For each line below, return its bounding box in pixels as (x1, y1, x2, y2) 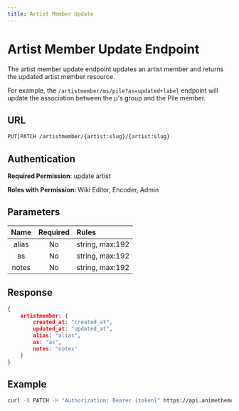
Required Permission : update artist (7, 172, 112, 180)
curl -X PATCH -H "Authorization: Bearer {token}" (7, 397, 161, 405)
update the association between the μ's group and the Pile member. (7, 93, 206, 102)
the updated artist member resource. (7, 72, 115, 80)
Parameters (7, 206, 60, 218)
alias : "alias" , (33, 332, 81, 339)
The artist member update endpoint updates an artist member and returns (7, 65, 224, 73)
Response (7, 286, 53, 299)
